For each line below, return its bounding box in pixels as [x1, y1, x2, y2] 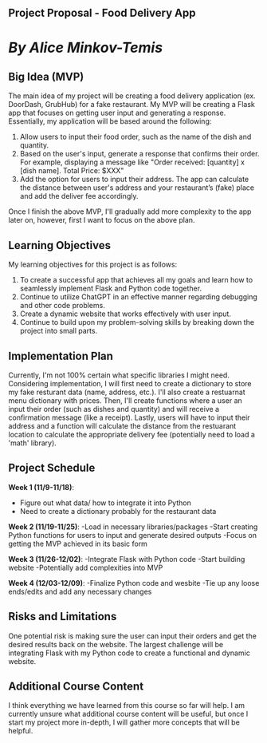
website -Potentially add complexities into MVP [8, 563, 163, 572]
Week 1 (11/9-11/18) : [8, 482, 74, 492]
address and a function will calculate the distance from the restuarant [8, 421, 237, 431]
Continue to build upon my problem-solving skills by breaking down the [19, 318, 255, 327]
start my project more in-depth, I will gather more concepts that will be [8, 717, 241, 727]
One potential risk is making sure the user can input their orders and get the [8, 630, 257, 641]
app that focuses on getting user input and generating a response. [8, 108, 226, 118]
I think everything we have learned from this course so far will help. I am [8, 701, 245, 710]
